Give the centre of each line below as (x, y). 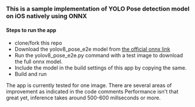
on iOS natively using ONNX (47, 16)
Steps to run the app (31, 30)
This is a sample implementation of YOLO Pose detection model (98, 9)
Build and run (30, 74)
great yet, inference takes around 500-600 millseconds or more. (83, 98)
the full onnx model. (39, 62)
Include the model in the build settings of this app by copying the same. (100, 68)
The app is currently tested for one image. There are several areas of (89, 85)
